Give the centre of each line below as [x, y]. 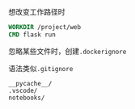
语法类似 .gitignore [41, 68]
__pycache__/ [30, 83]
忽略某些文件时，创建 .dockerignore [67, 51]
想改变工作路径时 [37, 12]
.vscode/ [23, 90]
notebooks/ [27, 98]
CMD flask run [32, 35]
